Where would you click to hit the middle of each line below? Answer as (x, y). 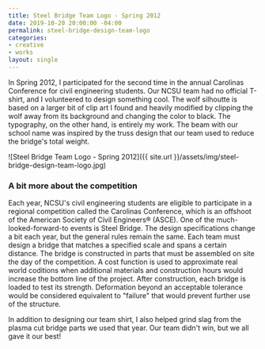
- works (21, 52)
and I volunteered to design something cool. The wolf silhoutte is (132, 99)
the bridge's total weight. (49, 141)
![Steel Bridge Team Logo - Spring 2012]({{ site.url (90, 156)
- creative (26, 45)
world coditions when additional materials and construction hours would (126, 270)
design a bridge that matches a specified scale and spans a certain (117, 245)
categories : (28, 38)
